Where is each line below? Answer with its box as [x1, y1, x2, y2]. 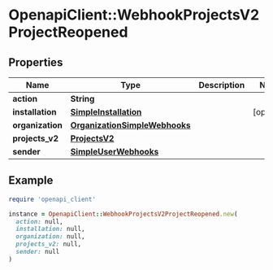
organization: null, [15, 233, 85, 241]
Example [8, 173, 54, 188]
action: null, [15, 217, 63, 225]
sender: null [15, 248, 60, 256]
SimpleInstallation [70, 107, 142, 117]
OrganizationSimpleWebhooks [70, 120, 191, 131]
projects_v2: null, [15, 240, 82, 249]
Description [198, 80, 245, 90]
